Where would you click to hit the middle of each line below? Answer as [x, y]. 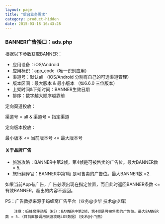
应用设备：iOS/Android [36, 64]
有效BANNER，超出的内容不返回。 [40, 190]
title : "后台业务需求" [26, 14]
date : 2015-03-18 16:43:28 [33, 24]
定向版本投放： [20, 127]
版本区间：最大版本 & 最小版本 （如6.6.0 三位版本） [65, 83]
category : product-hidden [32, 19]
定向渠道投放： [20, 106]
